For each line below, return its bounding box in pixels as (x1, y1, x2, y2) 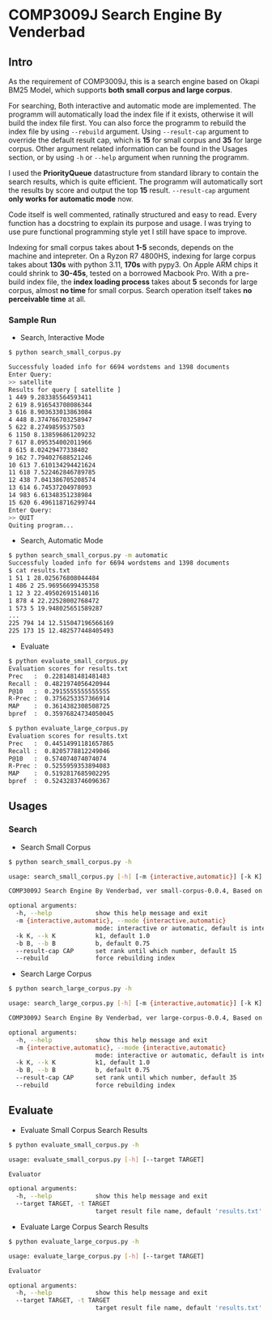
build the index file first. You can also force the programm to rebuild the (8, 118, 247, 127)
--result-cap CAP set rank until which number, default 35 (15, 1074, 237, 1082)
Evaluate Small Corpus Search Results (19, 1125, 148, 1135)
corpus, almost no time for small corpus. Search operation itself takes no (8, 286, 253, 295)
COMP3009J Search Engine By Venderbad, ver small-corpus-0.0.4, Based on (8, 887, 263, 896)
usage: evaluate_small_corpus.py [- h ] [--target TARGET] (8, 1156, 205, 1164)
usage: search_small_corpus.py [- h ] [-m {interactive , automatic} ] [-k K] (8, 872, 263, 880)
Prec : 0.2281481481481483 (8, 672, 111, 680)
